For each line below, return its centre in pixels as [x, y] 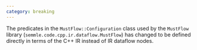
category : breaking [30, 11]
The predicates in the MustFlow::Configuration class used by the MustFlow [98, 28]
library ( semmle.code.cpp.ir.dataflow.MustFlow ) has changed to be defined [98, 34]
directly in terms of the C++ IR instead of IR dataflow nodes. [80, 41]
